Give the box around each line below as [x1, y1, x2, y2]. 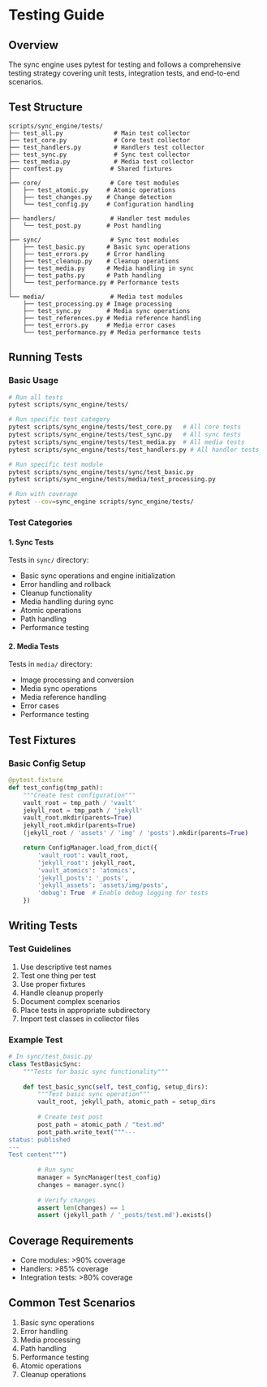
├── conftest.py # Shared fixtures [8, 164, 173, 172]
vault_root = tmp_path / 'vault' [23, 798, 136, 807]
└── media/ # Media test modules [8, 293, 183, 301]
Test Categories [8, 516, 73, 528]
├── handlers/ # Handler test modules [8, 214, 191, 223]
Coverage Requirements [8, 1233, 134, 1247]
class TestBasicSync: [8, 1059, 82, 1068]
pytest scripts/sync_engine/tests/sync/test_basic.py [8, 467, 195, 476]
